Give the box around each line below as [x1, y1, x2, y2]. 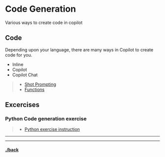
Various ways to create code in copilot [5, 20, 82, 25]
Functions [24, 87, 45, 92]
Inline [12, 61, 24, 67]
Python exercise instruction [24, 126, 80, 133]
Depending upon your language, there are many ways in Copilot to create [5, 46, 154, 52]
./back [5, 147, 19, 153]
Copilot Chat [12, 72, 38, 78]
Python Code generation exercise [5, 115, 87, 122]
